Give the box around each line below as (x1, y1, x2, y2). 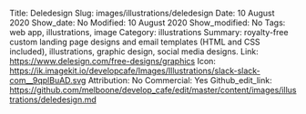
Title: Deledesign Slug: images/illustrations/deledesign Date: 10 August (9, 8, 275, 18)
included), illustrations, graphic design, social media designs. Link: (9, 46, 260, 57)
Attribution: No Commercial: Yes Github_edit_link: (87, 75, 272, 85)
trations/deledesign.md (9, 94, 97, 105)
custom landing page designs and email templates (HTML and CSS (9, 36, 261, 47)
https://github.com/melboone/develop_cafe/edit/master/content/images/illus (9, 85, 297, 95)
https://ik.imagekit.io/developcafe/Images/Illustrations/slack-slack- (9, 65, 261, 76)
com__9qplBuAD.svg (9, 75, 87, 85)
